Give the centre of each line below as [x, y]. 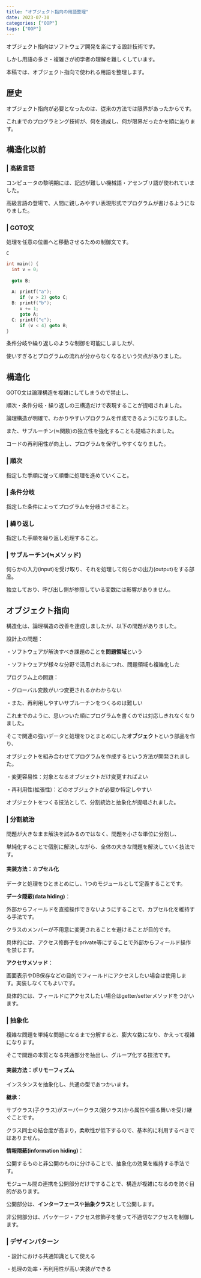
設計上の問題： [25, 639]
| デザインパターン [33, 1242]
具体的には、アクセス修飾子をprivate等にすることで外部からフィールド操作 [99, 942]
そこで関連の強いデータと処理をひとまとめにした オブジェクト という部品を [98, 736]
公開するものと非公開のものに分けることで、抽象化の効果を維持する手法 [95, 1164]
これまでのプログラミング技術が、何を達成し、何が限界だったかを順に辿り [98, 122]
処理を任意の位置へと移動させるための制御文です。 [69, 242]
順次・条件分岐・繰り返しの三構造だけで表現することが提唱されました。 [95, 406]
